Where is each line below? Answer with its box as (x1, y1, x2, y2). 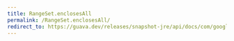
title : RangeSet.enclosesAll (7, 10, 92, 17)
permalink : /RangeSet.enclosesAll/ (7, 17, 111, 24)
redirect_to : (7, 23, 45, 30)
